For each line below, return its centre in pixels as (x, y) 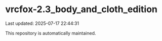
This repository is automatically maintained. (51, 33)
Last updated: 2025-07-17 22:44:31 (42, 23)
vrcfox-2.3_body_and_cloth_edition (82, 9)
